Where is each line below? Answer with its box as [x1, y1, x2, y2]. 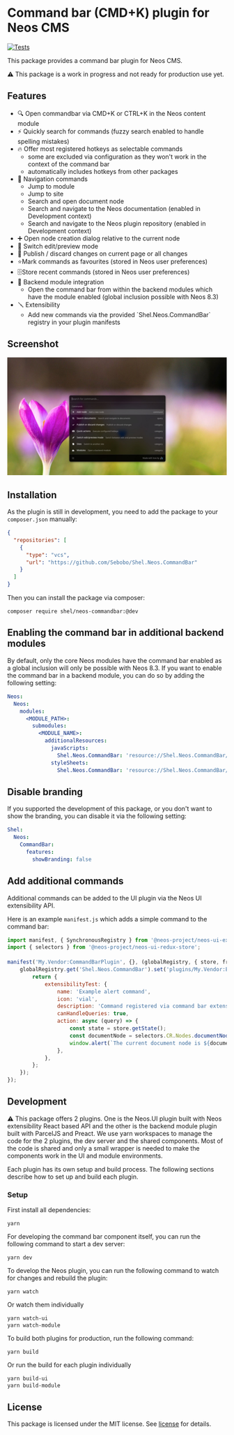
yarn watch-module [7, 1322, 61, 1329]
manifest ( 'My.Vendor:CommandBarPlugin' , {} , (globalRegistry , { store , [7, 959, 219, 966]
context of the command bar [27, 159, 110, 168]
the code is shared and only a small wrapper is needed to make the [7, 1144, 200, 1152]
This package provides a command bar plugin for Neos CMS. [7, 56, 183, 64]
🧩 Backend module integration [17, 277, 104, 286]
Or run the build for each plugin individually [7, 1361, 132, 1369]
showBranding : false [32, 856, 92, 863]
